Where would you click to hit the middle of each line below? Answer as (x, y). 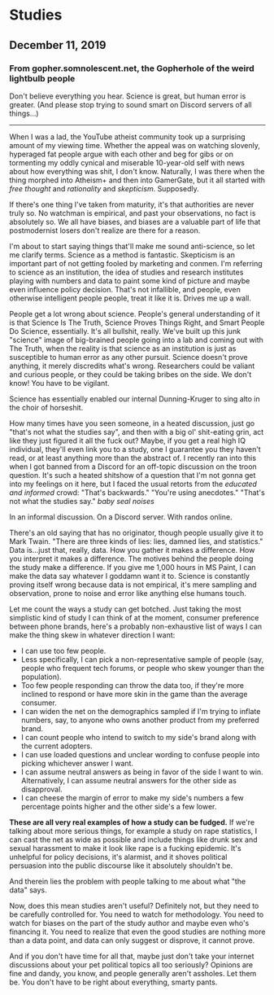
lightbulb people (42, 78)
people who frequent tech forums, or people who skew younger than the (143, 668)
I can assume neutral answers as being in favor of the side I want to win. (142, 772)
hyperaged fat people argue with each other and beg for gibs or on (122, 154)
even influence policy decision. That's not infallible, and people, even (125, 289)
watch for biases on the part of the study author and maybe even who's (129, 923)
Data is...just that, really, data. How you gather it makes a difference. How (132, 550)
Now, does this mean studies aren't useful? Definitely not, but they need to (134, 905)
